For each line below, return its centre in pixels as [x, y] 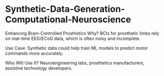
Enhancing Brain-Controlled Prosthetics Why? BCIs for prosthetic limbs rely [82, 33]
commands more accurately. [34, 53]
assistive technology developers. [39, 68]
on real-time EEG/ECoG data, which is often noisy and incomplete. [73, 38]
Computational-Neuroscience [68, 19]
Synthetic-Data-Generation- [65, 9]
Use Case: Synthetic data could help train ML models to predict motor [77, 48]
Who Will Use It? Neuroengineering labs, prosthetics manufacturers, [75, 63]
